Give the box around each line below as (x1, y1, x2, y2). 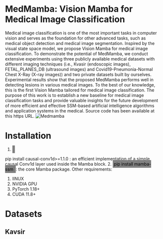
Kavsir (5, 228, 25, 236)
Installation (5, 130, 52, 141)
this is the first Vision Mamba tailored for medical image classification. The (5, 87, 155, 93)
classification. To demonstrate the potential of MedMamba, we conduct (5, 50, 148, 57)
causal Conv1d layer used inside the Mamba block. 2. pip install (5, 161, 133, 167)
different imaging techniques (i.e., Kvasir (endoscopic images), (5, 61, 131, 67)
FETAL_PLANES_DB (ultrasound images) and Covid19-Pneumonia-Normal (5, 66, 153, 72)
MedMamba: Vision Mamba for (5, 3, 133, 15)
